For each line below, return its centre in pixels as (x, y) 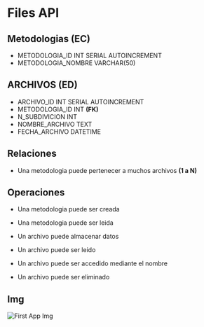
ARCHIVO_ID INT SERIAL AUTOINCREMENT (81, 102)
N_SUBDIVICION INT (47, 116)
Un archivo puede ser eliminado (63, 277)
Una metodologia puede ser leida (65, 223)
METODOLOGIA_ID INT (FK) (58, 109)
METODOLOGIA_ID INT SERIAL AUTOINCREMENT (90, 55)
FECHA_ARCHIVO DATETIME (59, 132)
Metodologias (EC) (49, 39)
